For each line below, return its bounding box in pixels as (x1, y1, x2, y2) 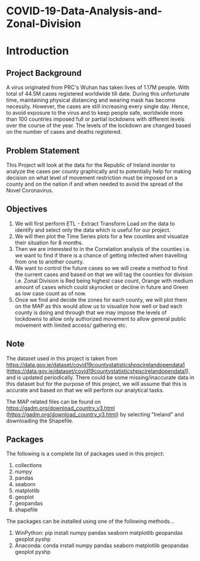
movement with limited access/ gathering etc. (14, 321, 127, 329)
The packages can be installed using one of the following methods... (6, 518, 175, 525)
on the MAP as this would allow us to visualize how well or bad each (14, 302, 183, 309)
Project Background (6, 68, 82, 78)
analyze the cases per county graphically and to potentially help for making (6, 168, 192, 174)
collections (14, 462, 42, 469)
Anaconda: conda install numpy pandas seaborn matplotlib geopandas (14, 542, 189, 549)
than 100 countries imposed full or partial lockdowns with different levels (6, 115, 185, 123)
